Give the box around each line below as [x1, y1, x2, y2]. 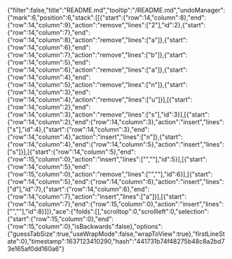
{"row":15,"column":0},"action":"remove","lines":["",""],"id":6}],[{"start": [7, 170, 213, 178]
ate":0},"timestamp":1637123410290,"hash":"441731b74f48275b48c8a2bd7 [7, 237, 226, 245]
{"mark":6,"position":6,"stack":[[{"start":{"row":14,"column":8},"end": [7, 13, 207, 22]
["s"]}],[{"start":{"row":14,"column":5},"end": [7, 147, 137, 156]
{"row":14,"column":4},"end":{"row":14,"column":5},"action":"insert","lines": [7, 140, 224, 148]
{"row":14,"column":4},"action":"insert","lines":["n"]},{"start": [7, 133, 184, 141]
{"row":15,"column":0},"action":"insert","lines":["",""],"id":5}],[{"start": [7, 155, 208, 164]
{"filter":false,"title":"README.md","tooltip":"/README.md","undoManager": [7, 6, 226, 14]
